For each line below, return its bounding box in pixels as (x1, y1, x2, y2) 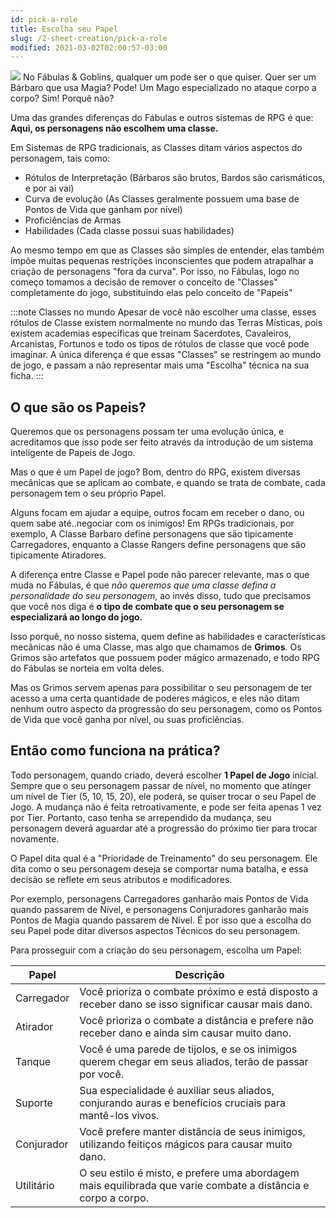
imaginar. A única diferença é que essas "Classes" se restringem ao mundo (10, 349, 322, 361)
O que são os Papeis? (10, 399, 147, 416)
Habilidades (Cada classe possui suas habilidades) (24, 225, 235, 237)
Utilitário (15, 1178, 55, 1192)
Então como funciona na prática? (10, 742, 221, 760)
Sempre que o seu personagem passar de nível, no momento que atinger (10, 779, 312, 791)
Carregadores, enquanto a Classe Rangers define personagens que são (10, 539, 307, 551)
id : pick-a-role (10, 14, 78, 25)
